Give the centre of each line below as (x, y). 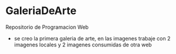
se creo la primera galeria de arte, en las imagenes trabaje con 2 (92, 38)
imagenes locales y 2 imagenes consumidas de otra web (83, 45)
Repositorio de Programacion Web (47, 27)
